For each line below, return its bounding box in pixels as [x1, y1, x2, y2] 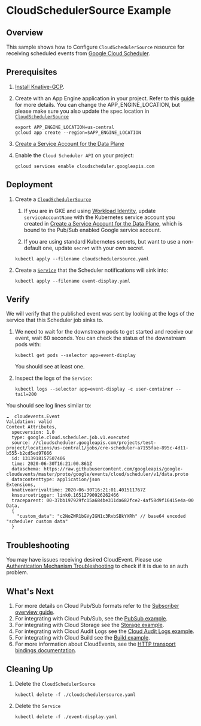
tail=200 [14, 391, 37, 398]
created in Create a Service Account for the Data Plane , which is [23, 220, 182, 227]
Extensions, [6, 482, 36, 488]
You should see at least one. [14, 363, 85, 370]
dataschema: [11, 466, 42, 472]
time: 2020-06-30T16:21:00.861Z [11, 461, 93, 467]
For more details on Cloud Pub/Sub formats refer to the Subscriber [14, 602, 179, 610]
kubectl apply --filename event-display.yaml [14, 278, 130, 284]
